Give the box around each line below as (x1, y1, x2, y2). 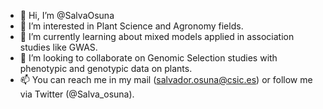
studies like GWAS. (19, 41, 98, 53)
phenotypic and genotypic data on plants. (19, 63, 193, 74)
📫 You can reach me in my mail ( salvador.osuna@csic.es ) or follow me (19, 74, 313, 85)
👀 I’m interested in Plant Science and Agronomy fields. (19, 20, 244, 32)
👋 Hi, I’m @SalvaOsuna (19, 10, 115, 21)
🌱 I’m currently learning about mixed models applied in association (19, 31, 295, 42)
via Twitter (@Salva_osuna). (19, 88, 135, 100)
